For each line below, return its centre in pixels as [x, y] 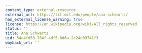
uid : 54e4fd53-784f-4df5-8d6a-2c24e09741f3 [52, 38]
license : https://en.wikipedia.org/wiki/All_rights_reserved [71, 24]
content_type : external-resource [41, 10]
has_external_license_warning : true [44, 19]
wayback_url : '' [22, 43]
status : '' [17, 29]
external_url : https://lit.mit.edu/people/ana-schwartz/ [67, 15]
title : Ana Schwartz [27, 33]
